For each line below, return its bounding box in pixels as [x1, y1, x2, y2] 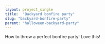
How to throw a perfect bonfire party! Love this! [5, 34, 101, 40]
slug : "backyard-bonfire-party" [5, 16, 70, 21]
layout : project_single [5, 7, 53, 12]
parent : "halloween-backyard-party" [5, 20, 79, 26]
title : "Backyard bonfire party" [5, 12, 75, 16]
